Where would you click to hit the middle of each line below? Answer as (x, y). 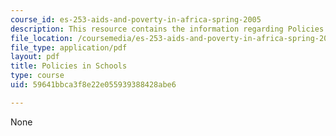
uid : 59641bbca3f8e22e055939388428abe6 (93, 85)
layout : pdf (35, 57)
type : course (37, 76)
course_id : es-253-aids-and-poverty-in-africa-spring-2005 (136, 19)
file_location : (42, 38)
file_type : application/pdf (69, 47)
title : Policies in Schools (69, 66)
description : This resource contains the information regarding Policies (167, 29)
